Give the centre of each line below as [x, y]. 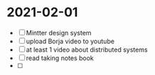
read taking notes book [60, 58]
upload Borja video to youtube [70, 41]
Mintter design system [59, 33]
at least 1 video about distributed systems [87, 50]
